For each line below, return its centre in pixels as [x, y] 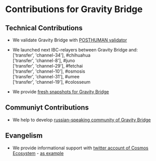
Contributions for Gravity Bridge [74, 9]
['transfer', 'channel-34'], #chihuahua [51, 55]
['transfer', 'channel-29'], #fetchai [48, 66]
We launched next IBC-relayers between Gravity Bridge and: [75, 50]
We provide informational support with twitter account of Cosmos [80, 148]
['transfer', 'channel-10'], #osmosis [49, 71]
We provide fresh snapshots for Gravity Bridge [61, 92]
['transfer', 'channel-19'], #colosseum [51, 82]
